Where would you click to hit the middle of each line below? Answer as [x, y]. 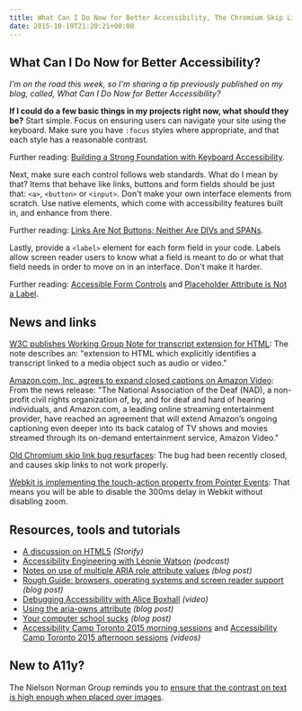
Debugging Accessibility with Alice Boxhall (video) [115, 598]
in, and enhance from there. [61, 213]
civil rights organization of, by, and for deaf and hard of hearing [148, 400]
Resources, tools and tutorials [95, 530]
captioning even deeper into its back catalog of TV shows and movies [138, 428]
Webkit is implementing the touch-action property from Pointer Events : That [150, 482]
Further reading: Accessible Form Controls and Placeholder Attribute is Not [148, 284]
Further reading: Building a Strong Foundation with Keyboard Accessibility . [147, 157]
